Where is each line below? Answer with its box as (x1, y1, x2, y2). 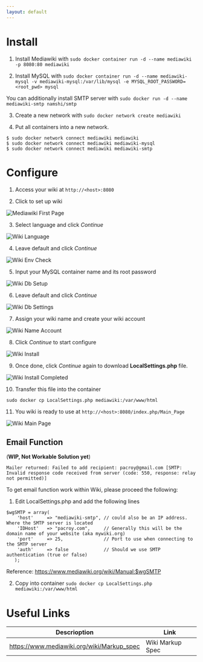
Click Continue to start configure (14, 338, 97, 346)
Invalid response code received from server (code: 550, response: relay (6, 470, 196, 476)
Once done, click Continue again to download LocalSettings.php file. (14, 362, 188, 369)
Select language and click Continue (14, 221, 104, 228)
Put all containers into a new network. (14, 123, 109, 130)
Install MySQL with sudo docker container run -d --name (14, 72, 158, 79)
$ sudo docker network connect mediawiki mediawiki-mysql (6, 140, 155, 146)
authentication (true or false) (6, 552, 88, 558)
